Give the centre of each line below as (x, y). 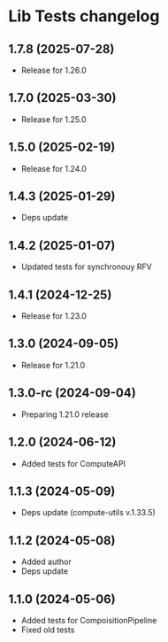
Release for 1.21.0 (53, 365)
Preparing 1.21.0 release (65, 414)
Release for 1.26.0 (54, 70)
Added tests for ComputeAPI (73, 463)
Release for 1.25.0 (53, 119)
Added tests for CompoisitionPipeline (89, 620)
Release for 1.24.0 (54, 168)
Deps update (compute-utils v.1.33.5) (88, 513)
